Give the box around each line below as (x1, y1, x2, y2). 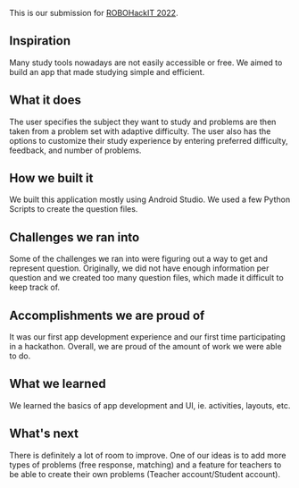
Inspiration (9, 33, 71, 48)
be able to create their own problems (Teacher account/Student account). (9, 468, 281, 479)
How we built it (9, 171, 94, 186)
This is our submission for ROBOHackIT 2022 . (9, 8, 179, 18)
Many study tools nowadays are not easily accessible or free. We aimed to (9, 57, 283, 68)
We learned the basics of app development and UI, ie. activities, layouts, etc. (9, 400, 291, 410)
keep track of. (9, 282, 61, 293)
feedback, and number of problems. (9, 145, 142, 156)
